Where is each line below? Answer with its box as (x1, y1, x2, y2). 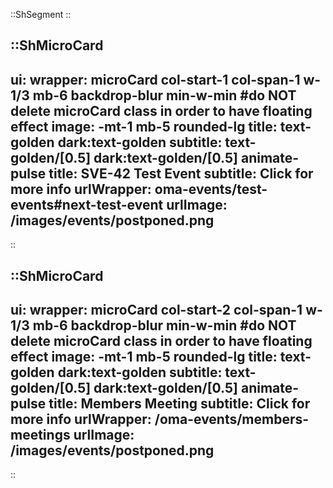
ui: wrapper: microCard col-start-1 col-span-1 (10, 71, 301, 88)
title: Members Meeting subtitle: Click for (48, 395, 311, 412)
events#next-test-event (10, 196, 164, 213)
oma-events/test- (154, 180, 268, 198)
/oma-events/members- (154, 410, 310, 428)
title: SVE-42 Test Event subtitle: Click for (48, 165, 314, 182)
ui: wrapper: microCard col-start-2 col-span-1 (10, 301, 303, 318)
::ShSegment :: (10, 9, 72, 20)
